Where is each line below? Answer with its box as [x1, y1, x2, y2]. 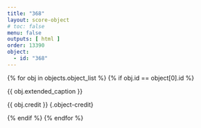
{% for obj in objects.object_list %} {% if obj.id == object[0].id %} [7, 74, 195, 82]
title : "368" [7, 10, 45, 17]
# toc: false [7, 23, 45, 30]
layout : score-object [7, 17, 70, 23]
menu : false [7, 29, 42, 36]
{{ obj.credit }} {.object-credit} [7, 100, 94, 109]
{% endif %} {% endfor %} [7, 114, 84, 122]
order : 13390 [7, 42, 45, 49]
